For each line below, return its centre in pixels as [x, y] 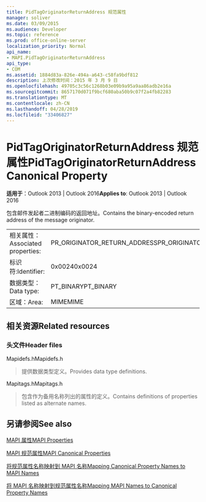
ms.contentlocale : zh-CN [38, 103]
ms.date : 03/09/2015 [33, 23]
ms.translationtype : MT [37, 98]
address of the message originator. [51, 220]
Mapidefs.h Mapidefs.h [35, 359]
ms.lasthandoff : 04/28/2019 [42, 109]
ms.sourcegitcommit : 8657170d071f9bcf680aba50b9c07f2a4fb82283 [89, 92]
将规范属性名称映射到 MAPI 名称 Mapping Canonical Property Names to [96, 466]
